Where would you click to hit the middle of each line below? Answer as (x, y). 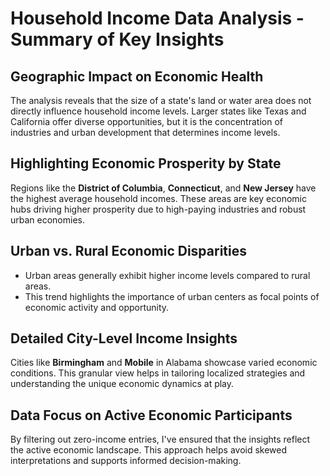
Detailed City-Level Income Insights (124, 338)
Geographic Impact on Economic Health (137, 76)
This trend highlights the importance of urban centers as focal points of (172, 296)
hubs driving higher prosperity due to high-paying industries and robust (158, 209)
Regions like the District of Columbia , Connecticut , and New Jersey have (163, 188)
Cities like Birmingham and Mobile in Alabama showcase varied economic (164, 363)
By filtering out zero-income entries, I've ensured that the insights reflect (160, 439)
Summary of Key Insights (117, 39)
